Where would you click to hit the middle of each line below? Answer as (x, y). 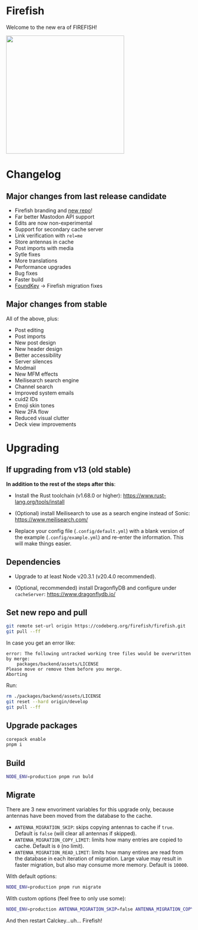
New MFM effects (36, 374)
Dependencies (33, 562)
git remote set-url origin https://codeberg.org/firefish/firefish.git (96, 626)
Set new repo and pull (47, 612)
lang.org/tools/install (39, 502)
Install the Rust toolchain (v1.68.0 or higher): (68, 495)
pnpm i (14, 745)
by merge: (18, 659)
